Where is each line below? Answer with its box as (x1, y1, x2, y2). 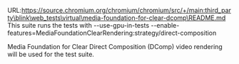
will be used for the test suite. (7, 50, 95, 58)
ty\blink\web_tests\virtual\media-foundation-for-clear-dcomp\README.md (7, 14, 226, 22)
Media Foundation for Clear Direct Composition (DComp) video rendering (7, 43, 223, 50)
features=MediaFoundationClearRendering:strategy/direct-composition (7, 28, 217, 37)
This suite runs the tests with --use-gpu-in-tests (7, 21, 150, 29)
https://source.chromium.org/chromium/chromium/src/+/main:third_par (21, 6, 232, 14)
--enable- (151, 21, 180, 29)
